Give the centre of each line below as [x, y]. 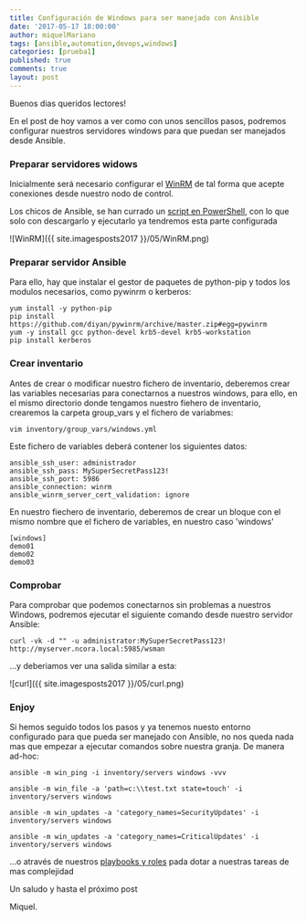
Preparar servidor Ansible [68, 262]
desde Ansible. [37, 140]
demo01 [22, 546]
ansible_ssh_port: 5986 [55, 479]
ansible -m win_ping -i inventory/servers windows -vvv [118, 773]
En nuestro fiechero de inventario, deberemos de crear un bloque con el [145, 511]
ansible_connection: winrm [61, 487]
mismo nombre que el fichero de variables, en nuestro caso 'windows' [142, 521]
